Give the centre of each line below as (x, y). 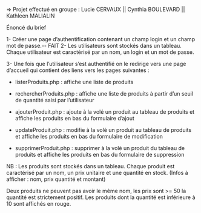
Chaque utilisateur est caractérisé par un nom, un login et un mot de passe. (100, 52)
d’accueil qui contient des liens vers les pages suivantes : (78, 70)
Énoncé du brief (26, 28)
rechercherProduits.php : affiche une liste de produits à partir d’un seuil (104, 93)
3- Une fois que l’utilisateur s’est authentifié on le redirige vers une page (96, 64)
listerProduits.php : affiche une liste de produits (74, 82)
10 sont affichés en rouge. (39, 204)
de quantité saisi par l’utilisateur (55, 100)
